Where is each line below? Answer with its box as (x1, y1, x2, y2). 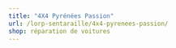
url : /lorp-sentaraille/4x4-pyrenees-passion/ (8, 20, 169, 28)
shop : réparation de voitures (8, 27, 111, 35)
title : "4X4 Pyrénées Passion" (8, 11, 114, 20)
